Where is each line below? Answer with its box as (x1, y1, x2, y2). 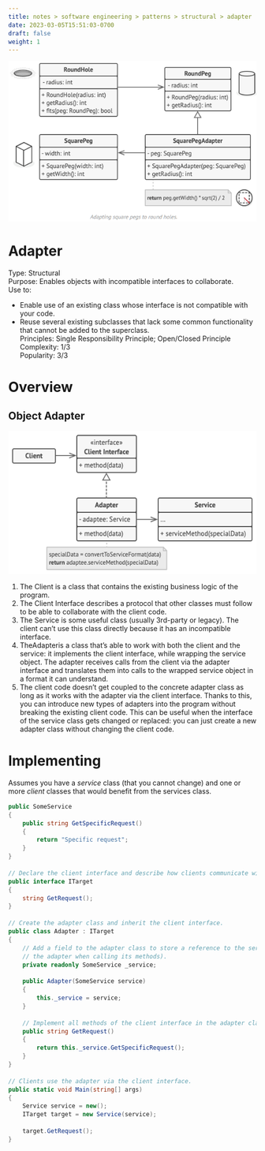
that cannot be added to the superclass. (19, 325, 150, 334)
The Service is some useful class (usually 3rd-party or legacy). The (19, 615, 239, 625)
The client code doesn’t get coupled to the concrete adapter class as (19, 682, 244, 692)
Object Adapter (8, 409, 85, 423)
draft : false (8, 29, 51, 37)
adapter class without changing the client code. (19, 724, 175, 734)
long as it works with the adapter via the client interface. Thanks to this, (19, 690, 252, 700)
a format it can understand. (19, 674, 109, 683)
